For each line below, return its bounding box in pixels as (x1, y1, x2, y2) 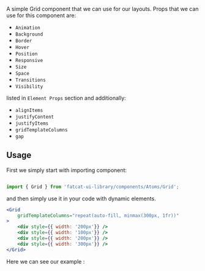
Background (15, 31, 43, 37)
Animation (15, 25, 41, 31)
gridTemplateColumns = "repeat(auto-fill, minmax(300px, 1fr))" (17, 212, 179, 219)
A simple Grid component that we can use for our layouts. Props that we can (6, 6, 199, 12)
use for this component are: (6, 12, 76, 19)
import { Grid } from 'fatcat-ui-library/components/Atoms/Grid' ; (6, 184, 179, 190)
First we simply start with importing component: (6, 166, 127, 174)
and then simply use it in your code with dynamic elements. (6, 195, 156, 202)
